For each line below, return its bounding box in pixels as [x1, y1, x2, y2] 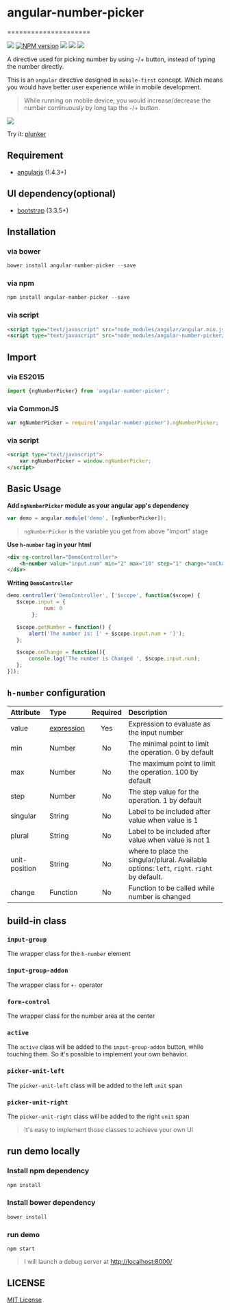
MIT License [7, 1296, 42, 1304]
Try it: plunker [7, 129, 47, 138]
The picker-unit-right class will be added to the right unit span [7, 1112, 190, 1120]
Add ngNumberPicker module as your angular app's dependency [7, 501, 190, 509]
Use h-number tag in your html [7, 540, 92, 548]
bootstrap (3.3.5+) [16, 206, 69, 214]
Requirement [7, 150, 64, 162]
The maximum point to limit [128, 758, 216, 768]
